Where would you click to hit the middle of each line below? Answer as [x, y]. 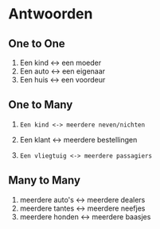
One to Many [41, 105]
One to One [37, 44]
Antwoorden [51, 14]
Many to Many [45, 181]
